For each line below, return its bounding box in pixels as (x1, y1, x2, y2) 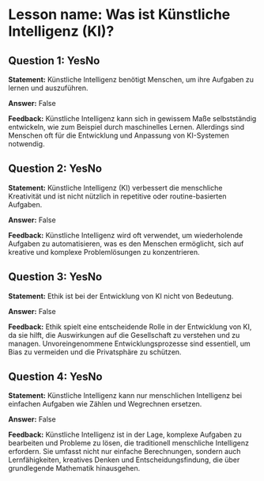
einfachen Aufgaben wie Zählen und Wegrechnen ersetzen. (8, 400, 202, 409)
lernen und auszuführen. (8, 83, 89, 93)
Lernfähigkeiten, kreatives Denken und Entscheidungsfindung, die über (8, 455, 240, 464)
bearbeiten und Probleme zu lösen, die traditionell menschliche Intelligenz (8, 438, 249, 448)
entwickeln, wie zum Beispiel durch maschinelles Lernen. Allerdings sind (8, 123, 245, 131)
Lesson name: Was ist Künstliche (8, 6, 231, 24)
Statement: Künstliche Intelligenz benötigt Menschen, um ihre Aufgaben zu (8, 75, 255, 84)
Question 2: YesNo (8, 162, 103, 176)
